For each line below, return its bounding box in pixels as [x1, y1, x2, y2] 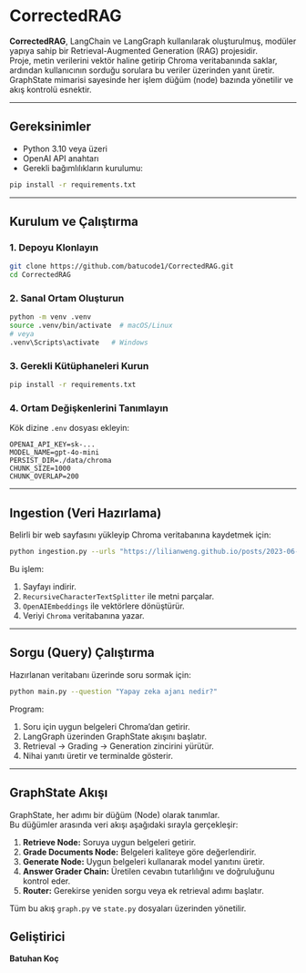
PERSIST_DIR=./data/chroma [9, 456, 112, 466]
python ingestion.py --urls [9, 548, 117, 557]
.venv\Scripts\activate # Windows [9, 338, 148, 347]
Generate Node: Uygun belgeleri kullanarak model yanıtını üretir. [22, 855, 266, 866]
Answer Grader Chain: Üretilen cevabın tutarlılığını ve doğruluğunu [22, 865, 275, 876]
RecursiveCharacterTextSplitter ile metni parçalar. [22, 591, 215, 602]
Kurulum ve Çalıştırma [9, 214, 139, 230]
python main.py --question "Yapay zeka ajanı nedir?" [9, 687, 219, 696]
